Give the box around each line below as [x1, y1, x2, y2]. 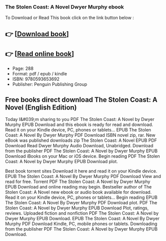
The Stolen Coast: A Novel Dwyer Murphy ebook [5, 3, 124, 10]
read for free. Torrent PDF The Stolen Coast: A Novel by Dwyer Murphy [5, 179, 151, 184]
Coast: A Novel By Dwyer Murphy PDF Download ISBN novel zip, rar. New [5, 132, 156, 138]
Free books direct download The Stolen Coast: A [5, 95, 158, 104]
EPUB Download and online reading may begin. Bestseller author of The [5, 184, 152, 190]
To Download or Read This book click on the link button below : [5, 15, 134, 21]
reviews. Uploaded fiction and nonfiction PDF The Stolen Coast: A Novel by [5, 210, 159, 216]
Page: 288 [12, 65, 34, 71]
